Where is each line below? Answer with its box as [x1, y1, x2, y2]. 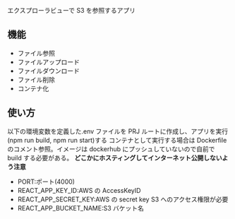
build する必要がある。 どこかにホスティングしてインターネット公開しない [7, 153, 222, 162]
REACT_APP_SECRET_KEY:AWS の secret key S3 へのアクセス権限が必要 [17, 195, 229, 203]
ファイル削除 [17, 75, 55, 83]
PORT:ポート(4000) [17, 177, 76, 186]
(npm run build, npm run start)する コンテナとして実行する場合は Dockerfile [7, 136, 227, 144]
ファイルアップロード [17, 57, 80, 66]
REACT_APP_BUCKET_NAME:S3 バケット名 [17, 203, 145, 212]
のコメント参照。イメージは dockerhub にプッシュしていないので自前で [7, 144, 215, 153]
